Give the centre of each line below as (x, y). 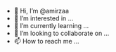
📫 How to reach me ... (46, 41)
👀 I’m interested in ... (44, 18)
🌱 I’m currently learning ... (51, 26)
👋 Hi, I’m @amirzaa (41, 11)
